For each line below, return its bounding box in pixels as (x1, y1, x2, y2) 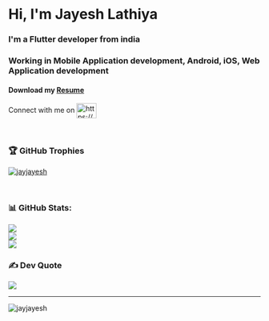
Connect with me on (8, 106, 75, 115)
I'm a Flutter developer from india (8, 34, 141, 45)
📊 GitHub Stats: (8, 203, 72, 214)
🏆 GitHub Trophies (8, 146, 85, 157)
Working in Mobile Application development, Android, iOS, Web (8, 55, 260, 66)
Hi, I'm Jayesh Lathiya (8, 6, 159, 23)
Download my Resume (8, 85, 85, 94)
